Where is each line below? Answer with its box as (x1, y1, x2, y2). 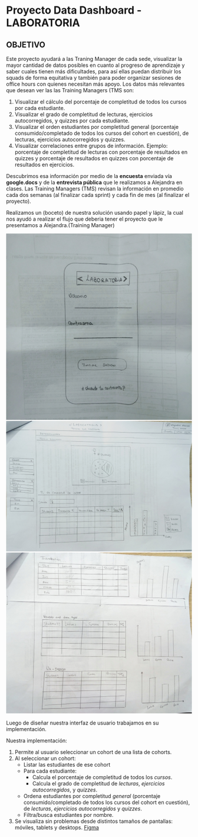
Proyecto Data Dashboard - (6, 4, 142, 17)
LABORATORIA (6, 16, 81, 30)
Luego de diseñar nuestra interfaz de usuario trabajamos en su (6, 719, 159, 726)
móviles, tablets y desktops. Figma (14, 823, 99, 831)
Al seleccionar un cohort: (14, 755, 76, 762)
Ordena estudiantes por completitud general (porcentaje (23, 792, 161, 799)
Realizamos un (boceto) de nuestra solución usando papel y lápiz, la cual (6, 209, 184, 216)
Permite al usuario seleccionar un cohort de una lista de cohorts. (14, 748, 172, 755)
